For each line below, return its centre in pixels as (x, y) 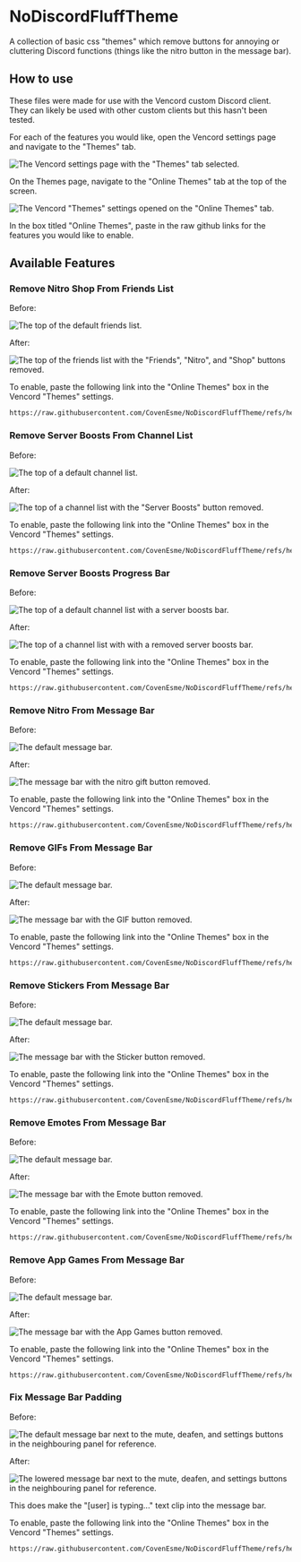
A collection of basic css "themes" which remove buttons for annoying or (144, 41)
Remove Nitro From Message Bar (82, 710)
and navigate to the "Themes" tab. (73, 146)
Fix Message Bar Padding (66, 1397)
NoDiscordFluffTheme (94, 17)
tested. (22, 119)
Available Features (62, 263)
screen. (23, 191)
